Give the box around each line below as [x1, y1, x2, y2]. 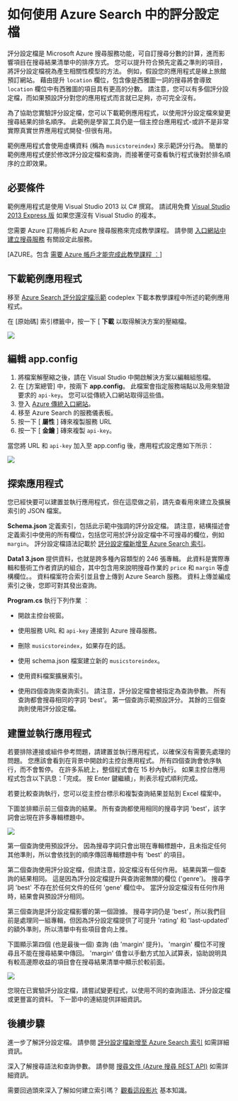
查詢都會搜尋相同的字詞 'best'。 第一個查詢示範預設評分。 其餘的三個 [17, 696, 220, 704]
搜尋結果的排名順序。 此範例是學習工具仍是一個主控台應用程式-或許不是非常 [7, 117, 229, 126]
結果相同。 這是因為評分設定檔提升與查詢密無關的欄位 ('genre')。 [19, 875, 210, 882]
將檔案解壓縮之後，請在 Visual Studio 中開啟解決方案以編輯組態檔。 [17, 373, 215, 382]
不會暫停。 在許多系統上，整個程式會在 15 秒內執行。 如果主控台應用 [25, 765, 225, 774]
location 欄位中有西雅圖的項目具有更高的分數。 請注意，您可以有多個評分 [7, 84, 223, 93]
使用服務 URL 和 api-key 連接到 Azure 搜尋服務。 [17, 626, 161, 635]
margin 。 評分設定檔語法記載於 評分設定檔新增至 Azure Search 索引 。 [7, 539, 210, 548]
